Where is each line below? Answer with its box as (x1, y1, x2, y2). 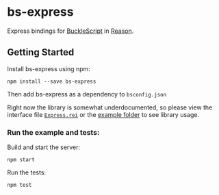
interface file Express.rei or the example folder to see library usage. (7, 110, 200, 118)
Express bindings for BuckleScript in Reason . (7, 27, 134, 35)
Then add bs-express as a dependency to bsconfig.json (7, 90, 167, 98)
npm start (7, 157, 36, 164)
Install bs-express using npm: (7, 64, 91, 73)
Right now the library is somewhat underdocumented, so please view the (7, 103, 213, 112)
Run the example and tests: (7, 127, 100, 137)
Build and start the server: (7, 143, 81, 151)
